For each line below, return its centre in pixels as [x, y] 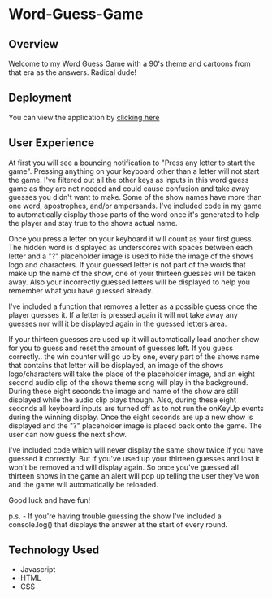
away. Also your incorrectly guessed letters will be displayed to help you [129, 282]
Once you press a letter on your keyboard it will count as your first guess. [131, 238]
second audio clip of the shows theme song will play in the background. [129, 382]
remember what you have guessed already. [81, 290]
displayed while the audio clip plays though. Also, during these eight [123, 400]
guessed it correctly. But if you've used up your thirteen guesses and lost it [134, 458]
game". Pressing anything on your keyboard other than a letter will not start [134, 171]
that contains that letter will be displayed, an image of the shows [116, 365]
